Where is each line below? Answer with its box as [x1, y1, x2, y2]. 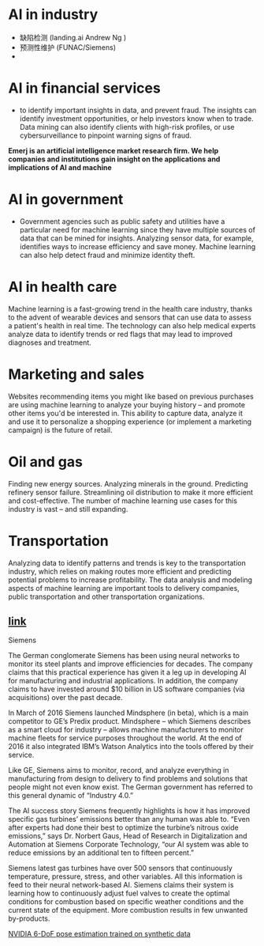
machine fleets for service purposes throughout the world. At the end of [8, 733, 242, 743]
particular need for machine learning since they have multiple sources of [19, 225, 256, 234]
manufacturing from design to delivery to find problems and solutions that [8, 774, 248, 784]
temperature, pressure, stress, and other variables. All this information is [8, 872, 243, 881]
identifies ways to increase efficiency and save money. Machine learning [19, 241, 256, 251]
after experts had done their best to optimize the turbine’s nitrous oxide [8, 823, 239, 832]
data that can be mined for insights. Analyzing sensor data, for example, [19, 233, 254, 243]
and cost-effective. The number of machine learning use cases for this [8, 496, 238, 505]
